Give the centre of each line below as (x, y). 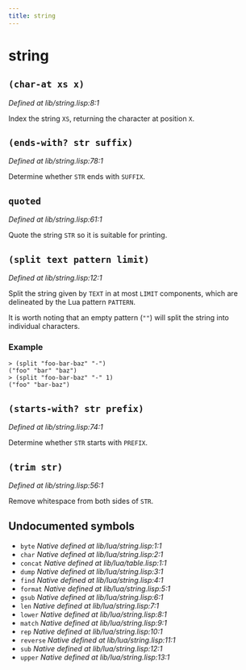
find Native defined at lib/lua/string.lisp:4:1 (92, 580)
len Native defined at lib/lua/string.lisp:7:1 (90, 605)
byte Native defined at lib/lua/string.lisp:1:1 (91, 546)
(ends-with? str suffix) (71, 143)
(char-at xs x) (46, 84)
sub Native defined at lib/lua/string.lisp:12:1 (91, 648)
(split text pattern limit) (79, 259)
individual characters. (44, 327)
